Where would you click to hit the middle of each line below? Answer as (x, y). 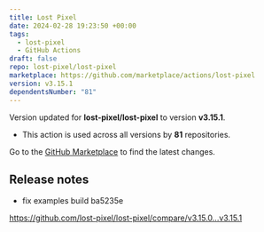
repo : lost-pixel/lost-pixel (63, 68)
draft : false (33, 59)
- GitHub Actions (49, 51)
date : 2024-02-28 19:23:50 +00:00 (73, 26)
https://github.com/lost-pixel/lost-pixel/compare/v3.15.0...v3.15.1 (126, 218)
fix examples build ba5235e (73, 201)
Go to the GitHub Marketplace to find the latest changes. (112, 151)
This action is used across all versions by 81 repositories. (126, 134)
